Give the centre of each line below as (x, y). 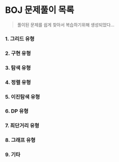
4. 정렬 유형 (18, 82)
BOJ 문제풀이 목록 (40, 10)
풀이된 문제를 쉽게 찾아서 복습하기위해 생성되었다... (66, 25)
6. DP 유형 (17, 111)
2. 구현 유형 (18, 53)
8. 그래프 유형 (20, 140)
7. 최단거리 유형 (22, 125)
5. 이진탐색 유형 (23, 97)
